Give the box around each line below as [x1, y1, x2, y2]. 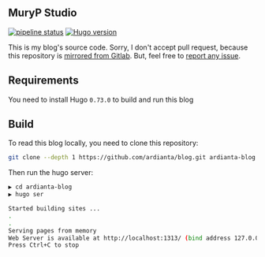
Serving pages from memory [8, 226, 97, 235]
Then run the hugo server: [8, 168, 93, 177]
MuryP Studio [8, 6, 77, 20]
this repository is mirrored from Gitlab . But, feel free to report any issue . [8, 50, 241, 60]
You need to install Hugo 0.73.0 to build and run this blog [8, 95, 194, 104]
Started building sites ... [8, 205, 101, 213]
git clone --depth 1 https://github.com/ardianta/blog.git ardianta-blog [8, 154, 256, 162]
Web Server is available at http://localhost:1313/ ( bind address [8, 234, 231, 242]
